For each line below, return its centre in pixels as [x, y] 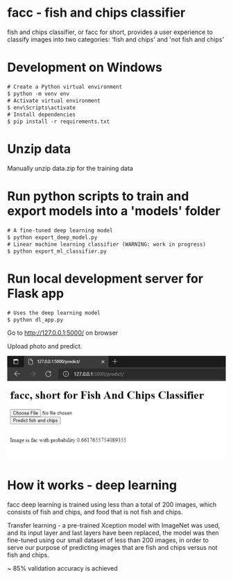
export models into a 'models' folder [114, 211]
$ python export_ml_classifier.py [57, 251]
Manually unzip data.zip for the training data [70, 168]
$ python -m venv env [38, 94]
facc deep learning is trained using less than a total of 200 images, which [112, 504]
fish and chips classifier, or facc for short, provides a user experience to [110, 32]
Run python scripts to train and [98, 196]
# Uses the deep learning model [54, 313]
